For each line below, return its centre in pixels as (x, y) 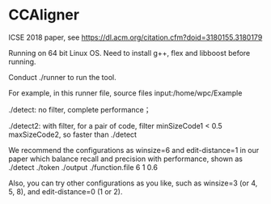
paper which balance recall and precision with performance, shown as (125, 159)
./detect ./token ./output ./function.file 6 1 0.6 (83, 167)
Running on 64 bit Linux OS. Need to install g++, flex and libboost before (129, 53)
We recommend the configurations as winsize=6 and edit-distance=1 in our (134, 150)
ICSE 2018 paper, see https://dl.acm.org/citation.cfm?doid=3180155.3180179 (135, 37)
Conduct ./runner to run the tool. (62, 77)
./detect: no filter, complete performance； (80, 109)
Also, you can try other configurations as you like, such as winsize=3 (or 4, (133, 183)
